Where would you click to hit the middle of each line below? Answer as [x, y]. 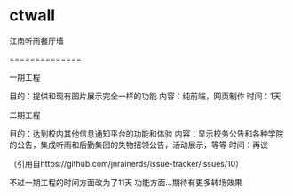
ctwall [32, 16]
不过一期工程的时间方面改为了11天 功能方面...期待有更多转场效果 [126, 182]
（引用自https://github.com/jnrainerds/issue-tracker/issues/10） [127, 163]
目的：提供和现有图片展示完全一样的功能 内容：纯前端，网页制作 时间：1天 [145, 96]
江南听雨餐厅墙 [36, 41]
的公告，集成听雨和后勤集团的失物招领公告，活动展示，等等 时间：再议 [139, 145]
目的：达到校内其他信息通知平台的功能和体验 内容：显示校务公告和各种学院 [146, 133]
